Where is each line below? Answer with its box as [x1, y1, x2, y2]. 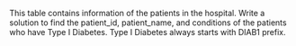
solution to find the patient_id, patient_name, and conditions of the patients [9, 17, 287, 28]
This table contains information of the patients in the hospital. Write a [9, 8, 265, 18]
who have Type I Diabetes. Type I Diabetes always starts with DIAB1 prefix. [9, 27, 286, 37]
